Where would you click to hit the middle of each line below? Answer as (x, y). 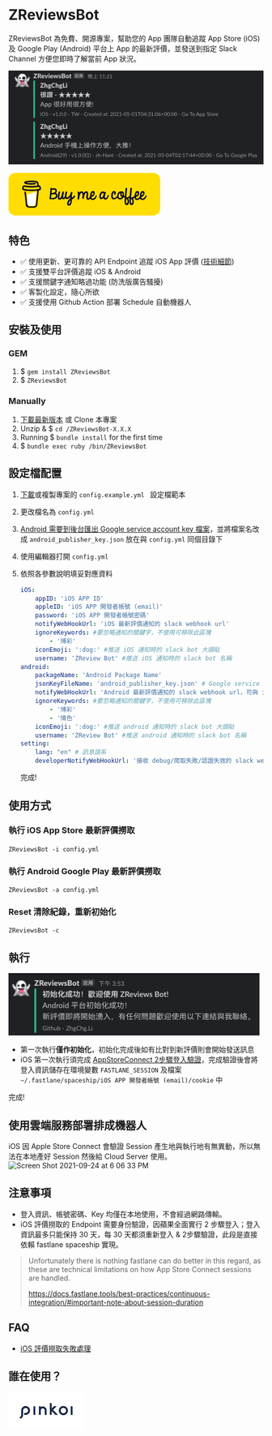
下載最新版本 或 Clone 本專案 (68, 419)
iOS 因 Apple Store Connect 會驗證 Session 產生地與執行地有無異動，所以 (131, 1147)
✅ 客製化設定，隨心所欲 (59, 291)
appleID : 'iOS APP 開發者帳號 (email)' (99, 607)
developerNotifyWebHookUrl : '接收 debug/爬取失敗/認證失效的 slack (144, 761)
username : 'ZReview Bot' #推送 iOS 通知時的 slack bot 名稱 (134, 658)
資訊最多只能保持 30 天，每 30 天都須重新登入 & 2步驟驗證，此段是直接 (138, 1234)
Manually (27, 401)
